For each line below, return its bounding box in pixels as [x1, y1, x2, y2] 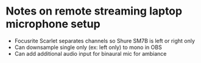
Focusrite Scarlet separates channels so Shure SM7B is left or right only [14, 37, 196, 44]
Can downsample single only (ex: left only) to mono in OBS [14, 44, 162, 51]
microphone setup [5, 17, 101, 31]
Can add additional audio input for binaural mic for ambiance [14, 50, 167, 57]
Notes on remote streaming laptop [5, 4, 183, 18]
